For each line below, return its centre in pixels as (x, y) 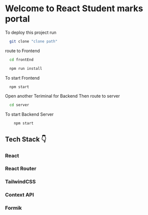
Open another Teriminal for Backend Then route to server (63, 96)
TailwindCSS (20, 182)
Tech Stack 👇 (26, 139)
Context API (19, 195)
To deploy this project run (31, 32)
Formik (13, 208)
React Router (21, 169)
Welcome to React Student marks (74, 9)
